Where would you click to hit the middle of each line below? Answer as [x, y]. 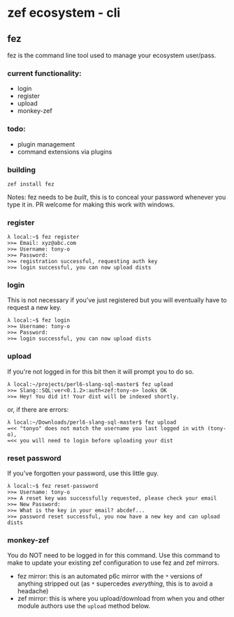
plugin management [46, 144]
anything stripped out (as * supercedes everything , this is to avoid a [115, 583]
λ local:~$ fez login [39, 320]
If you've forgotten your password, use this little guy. [83, 473]
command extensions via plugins [65, 151]
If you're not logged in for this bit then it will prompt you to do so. [101, 371]
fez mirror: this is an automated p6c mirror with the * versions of [110, 577]
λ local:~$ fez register [43, 237]
